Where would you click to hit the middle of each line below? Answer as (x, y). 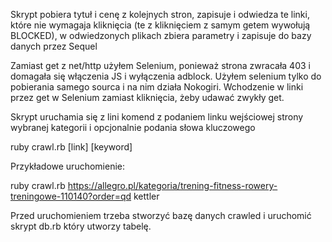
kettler (146, 196)
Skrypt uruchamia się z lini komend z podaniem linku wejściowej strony (157, 117)
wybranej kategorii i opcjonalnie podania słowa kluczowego (133, 127)
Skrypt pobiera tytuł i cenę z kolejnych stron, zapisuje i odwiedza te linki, (160, 14)
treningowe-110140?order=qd (71, 196)
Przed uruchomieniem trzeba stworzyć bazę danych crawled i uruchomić (161, 215)
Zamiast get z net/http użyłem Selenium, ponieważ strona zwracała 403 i (160, 65)
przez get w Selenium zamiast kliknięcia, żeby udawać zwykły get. (147, 97)
